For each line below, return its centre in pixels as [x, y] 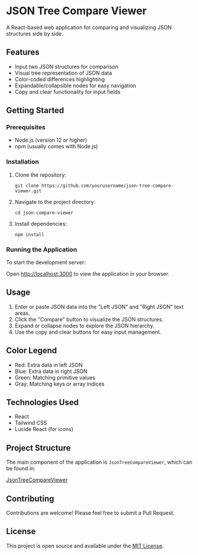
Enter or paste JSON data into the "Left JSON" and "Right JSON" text [99, 307]
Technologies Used [42, 402]
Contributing [30, 498]
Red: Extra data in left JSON [48, 365]
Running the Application [42, 249]
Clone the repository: [40, 175]
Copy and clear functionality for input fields [68, 92]
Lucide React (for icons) [44, 429]
